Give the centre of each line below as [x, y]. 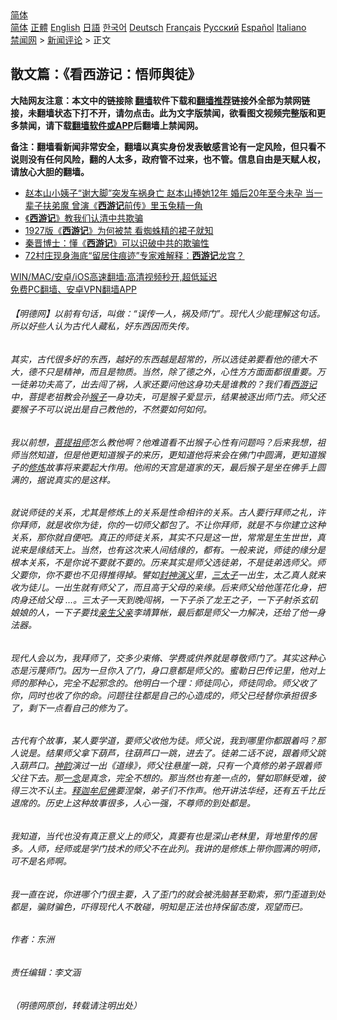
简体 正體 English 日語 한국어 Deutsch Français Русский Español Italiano [158, 27]
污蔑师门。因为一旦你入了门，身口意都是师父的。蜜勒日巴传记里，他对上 [176, 670]
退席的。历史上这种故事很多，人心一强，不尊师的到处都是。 [133, 803]
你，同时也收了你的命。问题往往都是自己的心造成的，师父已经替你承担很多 [163, 695]
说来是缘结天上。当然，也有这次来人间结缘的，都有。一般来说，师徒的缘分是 [168, 550]
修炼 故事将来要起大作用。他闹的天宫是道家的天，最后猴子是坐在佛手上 [172, 467]
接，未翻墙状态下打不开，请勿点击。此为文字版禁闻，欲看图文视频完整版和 [163, 113]
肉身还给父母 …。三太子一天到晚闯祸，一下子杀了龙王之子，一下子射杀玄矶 [164, 600]
